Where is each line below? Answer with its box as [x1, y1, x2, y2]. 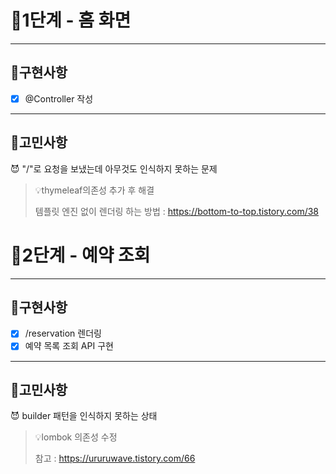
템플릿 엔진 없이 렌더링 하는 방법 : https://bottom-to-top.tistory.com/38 [34, 205, 320, 217]
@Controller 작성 [24, 92, 94, 105]
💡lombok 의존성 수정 [34, 431, 118, 443]
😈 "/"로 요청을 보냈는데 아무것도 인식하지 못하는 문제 [10, 162, 218, 175]
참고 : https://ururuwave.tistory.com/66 [34, 452, 196, 465]
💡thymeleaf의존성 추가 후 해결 [34, 184, 155, 196]
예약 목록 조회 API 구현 [24, 340, 114, 352]
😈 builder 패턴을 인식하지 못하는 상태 [10, 410, 158, 422]
